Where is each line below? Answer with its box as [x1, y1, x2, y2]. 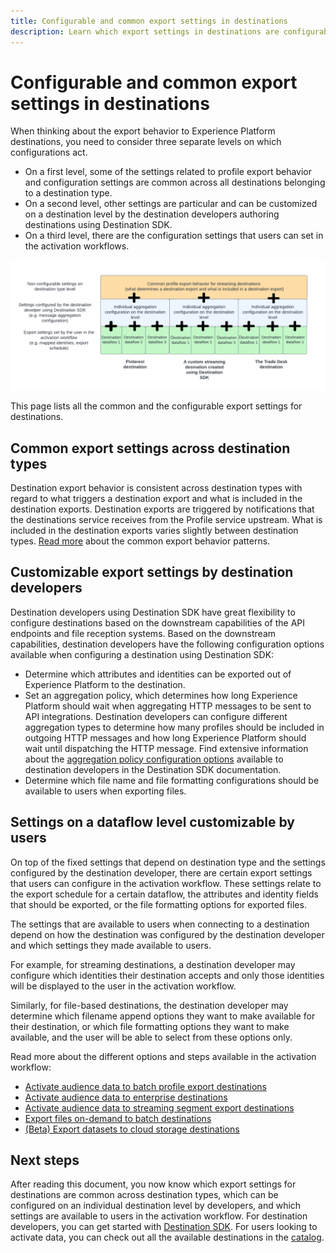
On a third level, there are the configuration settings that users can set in [24, 230, 324, 242]
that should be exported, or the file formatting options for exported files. [10, 898, 307, 910]
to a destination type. [24, 187, 113, 199]
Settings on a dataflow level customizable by [10, 814, 295, 831]
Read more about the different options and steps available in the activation [10, 1050, 317, 1062]
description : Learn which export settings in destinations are [10, 26, 280, 37]
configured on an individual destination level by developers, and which [10, 1200, 302, 1212]
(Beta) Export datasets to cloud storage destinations [24, 1123, 240, 1135]
